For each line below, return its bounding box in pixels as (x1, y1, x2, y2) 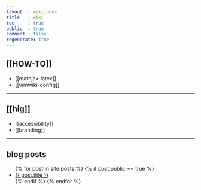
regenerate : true (6, 37, 50, 43)
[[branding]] (14, 126, 45, 134)
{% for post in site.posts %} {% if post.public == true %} (14, 165, 154, 173)
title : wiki (6, 14, 44, 20)
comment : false (6, 31, 47, 37)
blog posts (6, 149, 47, 159)
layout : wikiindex (6, 8, 58, 15)
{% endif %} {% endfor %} (14, 178, 81, 185)
